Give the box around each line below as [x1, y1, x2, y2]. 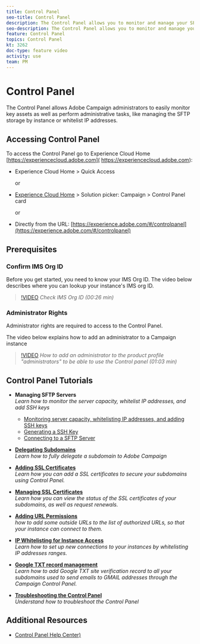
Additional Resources [6, 615, 87, 625]
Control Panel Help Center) [14, 631, 82, 638]
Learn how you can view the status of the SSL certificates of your [14, 495, 177, 502]
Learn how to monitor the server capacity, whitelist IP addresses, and [14, 398, 186, 405]
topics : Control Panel [6, 36, 62, 42]
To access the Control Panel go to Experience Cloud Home [6, 150, 151, 157]
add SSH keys [14, 404, 50, 411]
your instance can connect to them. [14, 525, 103, 532]
